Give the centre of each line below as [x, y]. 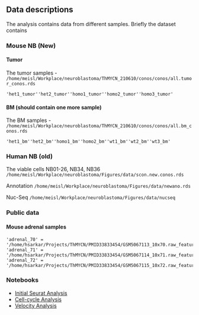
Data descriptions [40, 10]
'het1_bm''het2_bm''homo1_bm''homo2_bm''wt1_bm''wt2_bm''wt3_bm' [88, 142]
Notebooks [23, 280]
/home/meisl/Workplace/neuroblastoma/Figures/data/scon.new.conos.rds [95, 175]
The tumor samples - [32, 73]
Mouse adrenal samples [36, 227]
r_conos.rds [21, 83]
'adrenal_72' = [25, 260]
